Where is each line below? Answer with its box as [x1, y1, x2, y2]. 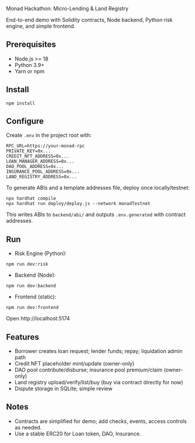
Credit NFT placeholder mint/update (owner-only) [14, 360, 135, 367]
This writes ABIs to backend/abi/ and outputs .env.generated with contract [6, 211, 186, 218]
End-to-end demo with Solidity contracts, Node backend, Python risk [6, 16, 173, 23]
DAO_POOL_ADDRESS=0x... [6, 164, 64, 170]
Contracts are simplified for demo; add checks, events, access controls [14, 417, 187, 425]
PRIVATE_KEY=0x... [6, 148, 51, 155]
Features [6, 332, 39, 342]
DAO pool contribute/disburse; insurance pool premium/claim [14, 367, 163, 374]
